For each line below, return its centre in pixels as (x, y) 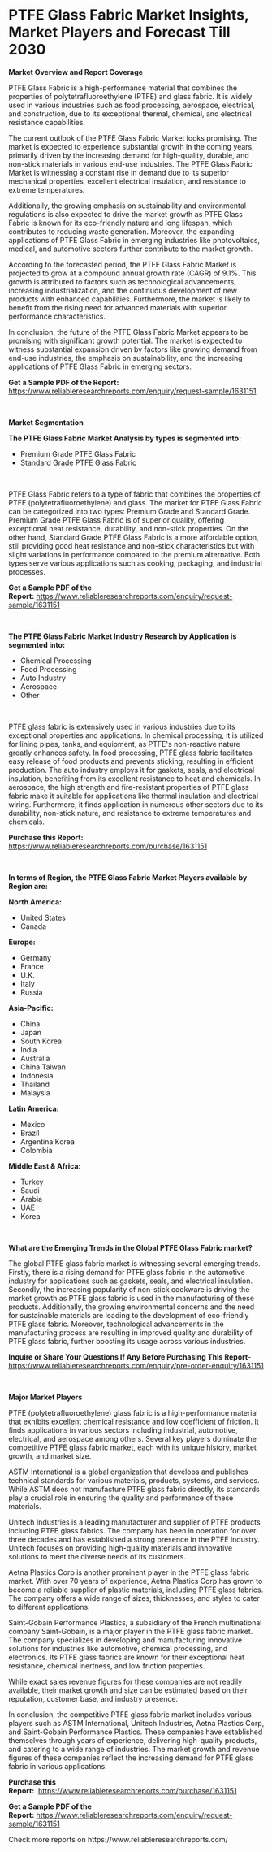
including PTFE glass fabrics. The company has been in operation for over (132, 1530)
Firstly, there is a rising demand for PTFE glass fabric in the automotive (127, 1272)
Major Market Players (45, 1397)
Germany (35, 957)
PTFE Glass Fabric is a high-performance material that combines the (123, 88)
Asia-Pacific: (31, 1008)
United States (43, 917)
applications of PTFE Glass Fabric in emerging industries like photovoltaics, (134, 240)
